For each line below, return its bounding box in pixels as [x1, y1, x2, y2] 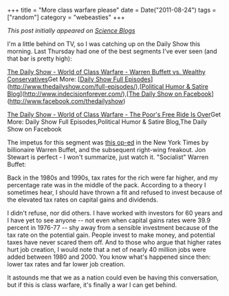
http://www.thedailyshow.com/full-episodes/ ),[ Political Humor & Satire [9, 83, 208, 90]
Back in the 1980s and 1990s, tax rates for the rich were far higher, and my [7, 173, 218, 182]
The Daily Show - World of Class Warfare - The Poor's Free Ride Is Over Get [7, 110, 221, 118]
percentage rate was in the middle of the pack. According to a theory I [7, 181, 206, 189]
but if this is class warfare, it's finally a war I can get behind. [7, 281, 177, 288]
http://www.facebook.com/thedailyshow [9, 97, 124, 105]
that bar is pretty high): [7, 54, 72, 63]
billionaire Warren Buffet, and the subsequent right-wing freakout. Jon [7, 146, 206, 154]
